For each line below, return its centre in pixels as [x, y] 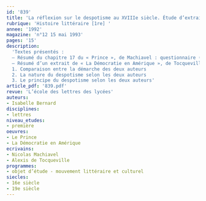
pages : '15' [21, 40]
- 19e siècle [23, 189]
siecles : [17, 177]
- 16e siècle [23, 183]
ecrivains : [20, 149]
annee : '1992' [25, 29]
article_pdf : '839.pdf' [37, 86]
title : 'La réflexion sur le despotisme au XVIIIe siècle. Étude [91, 18]
